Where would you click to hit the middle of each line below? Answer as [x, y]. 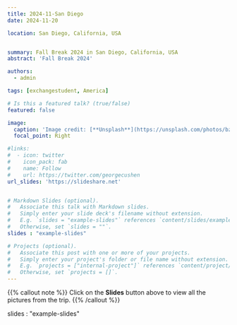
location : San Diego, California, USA [64, 33]
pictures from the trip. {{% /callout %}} [64, 300]
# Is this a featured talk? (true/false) [69, 103]
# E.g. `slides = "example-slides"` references [82, 220]
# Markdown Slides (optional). [53, 201]
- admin [25, 78]
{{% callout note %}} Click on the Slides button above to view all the [107, 292]
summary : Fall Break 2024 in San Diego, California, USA [93, 52]
